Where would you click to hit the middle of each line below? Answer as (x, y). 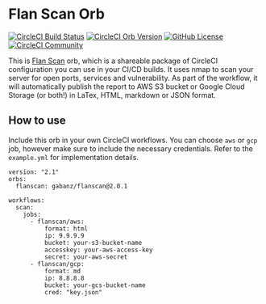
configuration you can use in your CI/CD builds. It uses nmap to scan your (131, 69)
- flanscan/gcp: (57, 264)
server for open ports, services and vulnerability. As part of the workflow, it (133, 78)
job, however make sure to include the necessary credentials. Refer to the (131, 148)
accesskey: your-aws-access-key (98, 250)
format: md (62, 271)
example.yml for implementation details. (74, 157)
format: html (66, 228)
